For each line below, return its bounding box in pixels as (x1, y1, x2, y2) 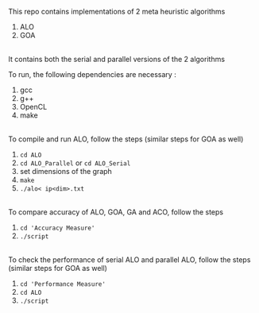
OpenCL (19, 102, 48, 111)
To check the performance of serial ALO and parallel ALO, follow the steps (8, 255, 251, 265)
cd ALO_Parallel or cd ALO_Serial (19, 158, 131, 168)
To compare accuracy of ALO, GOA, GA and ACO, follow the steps (8, 207, 224, 217)
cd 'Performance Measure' (19, 280, 106, 288)
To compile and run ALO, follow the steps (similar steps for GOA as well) (8, 134, 244, 144)
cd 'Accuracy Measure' (19, 224, 95, 232)
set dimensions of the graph (19, 167, 113, 176)
